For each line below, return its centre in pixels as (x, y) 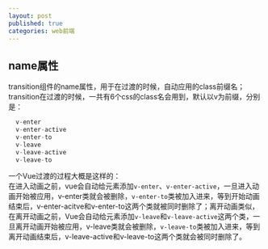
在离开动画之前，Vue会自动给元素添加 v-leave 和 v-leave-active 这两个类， (131, 217)
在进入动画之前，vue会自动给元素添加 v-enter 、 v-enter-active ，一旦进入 (130, 186)
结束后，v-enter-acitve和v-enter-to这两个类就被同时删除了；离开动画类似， (134, 206)
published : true (36, 23)
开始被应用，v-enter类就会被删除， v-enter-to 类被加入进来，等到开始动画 (137, 196)
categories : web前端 (42, 31)
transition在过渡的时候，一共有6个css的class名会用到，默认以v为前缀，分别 (134, 97)
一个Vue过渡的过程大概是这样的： (65, 176)
